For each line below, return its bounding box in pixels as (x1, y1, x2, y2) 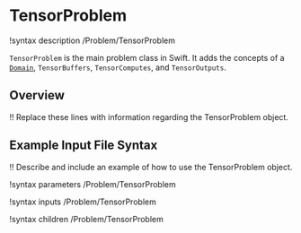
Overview (9, 88, 66, 103)
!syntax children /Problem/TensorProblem (9, 213, 164, 224)
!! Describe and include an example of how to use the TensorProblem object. (9, 161, 293, 172)
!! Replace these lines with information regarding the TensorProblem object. (9, 111, 289, 122)
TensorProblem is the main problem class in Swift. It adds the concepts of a (9, 52, 285, 63)
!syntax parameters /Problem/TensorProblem (9, 178, 177, 189)
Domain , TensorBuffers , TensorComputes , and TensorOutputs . (9, 62, 226, 73)
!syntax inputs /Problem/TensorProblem (9, 196, 157, 207)
